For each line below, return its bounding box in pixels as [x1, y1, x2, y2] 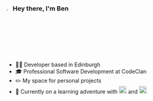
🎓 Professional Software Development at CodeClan [15, 68, 147, 75]
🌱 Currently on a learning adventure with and [15, 88, 138, 95]
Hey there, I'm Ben [12, 4, 69, 13]
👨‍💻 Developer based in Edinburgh [15, 61, 101, 68]
